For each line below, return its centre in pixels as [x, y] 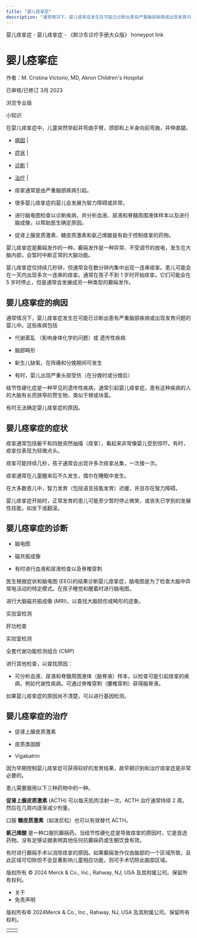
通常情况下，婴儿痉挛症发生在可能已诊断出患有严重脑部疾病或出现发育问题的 [98, 318]
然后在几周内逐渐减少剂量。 [40, 807]
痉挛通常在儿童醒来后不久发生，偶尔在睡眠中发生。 [68, 476]
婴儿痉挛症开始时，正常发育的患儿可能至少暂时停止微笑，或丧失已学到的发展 [98, 501]
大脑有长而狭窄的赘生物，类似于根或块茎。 [62, 395]
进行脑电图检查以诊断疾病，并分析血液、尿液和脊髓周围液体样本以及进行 [102, 215]
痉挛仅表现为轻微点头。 [34, 451]
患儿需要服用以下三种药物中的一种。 [50, 788]
